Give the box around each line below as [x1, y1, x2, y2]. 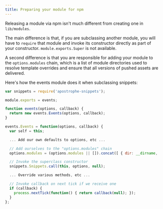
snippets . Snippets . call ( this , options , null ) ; [9, 164, 106, 169]
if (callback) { [9, 186, 42, 191]
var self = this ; [9, 129, 45, 133]
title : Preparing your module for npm [5, 7, 84, 12]
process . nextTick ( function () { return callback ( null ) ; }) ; [14, 190, 136, 195]
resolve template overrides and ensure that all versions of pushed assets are [5, 65, 159, 71]
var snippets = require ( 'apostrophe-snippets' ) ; [5, 89, 106, 94]
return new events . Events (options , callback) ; [9, 111, 106, 116]
